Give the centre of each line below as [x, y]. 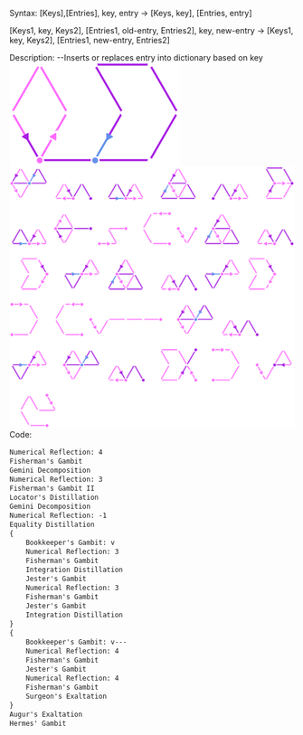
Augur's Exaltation [46, 715]
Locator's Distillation [54, 498]
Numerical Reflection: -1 [58, 516]
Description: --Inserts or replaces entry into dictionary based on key [137, 57]
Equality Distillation [52, 525]
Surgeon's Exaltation [66, 697]
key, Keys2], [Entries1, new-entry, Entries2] [90, 40]
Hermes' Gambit [38, 724]
